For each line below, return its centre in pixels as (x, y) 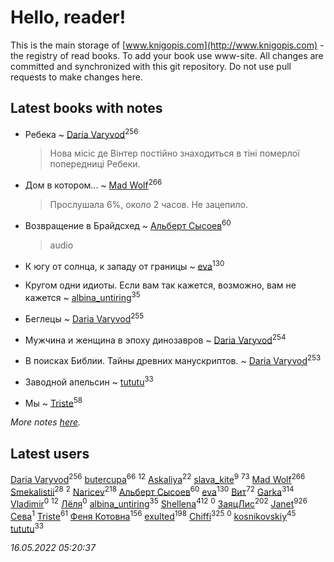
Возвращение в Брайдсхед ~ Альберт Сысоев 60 (128, 224)
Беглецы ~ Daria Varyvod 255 (84, 318)
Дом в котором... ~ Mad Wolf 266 (93, 184)
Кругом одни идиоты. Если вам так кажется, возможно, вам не (160, 285)
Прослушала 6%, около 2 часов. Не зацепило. (149, 205)
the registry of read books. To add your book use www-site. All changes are (167, 55)
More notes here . (46, 422)
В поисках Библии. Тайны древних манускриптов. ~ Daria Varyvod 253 (173, 359)
